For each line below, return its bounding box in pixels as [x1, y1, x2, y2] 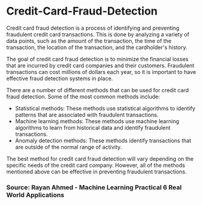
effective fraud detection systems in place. [6, 75, 113, 82]
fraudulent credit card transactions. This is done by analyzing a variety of [6, 30, 190, 38]
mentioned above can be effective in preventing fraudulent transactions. [6, 168, 187, 175]
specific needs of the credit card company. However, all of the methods [6, 161, 186, 169]
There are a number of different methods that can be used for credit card [6, 86, 189, 93]
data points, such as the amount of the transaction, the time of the [6, 37, 172, 44]
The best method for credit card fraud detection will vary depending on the [6, 155, 194, 162]
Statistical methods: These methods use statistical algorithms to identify [15, 104, 196, 112]
